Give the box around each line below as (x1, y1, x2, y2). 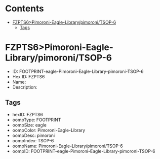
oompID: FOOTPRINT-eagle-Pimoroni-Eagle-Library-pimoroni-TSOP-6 (12, 148, 156, 154)
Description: (12, 84, 38, 90)
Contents (5, 3, 44, 14)
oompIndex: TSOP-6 (12, 137, 54, 143)
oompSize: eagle (12, 122, 47, 128)
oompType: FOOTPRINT (12, 117, 61, 123)
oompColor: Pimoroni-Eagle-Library (12, 127, 85, 133)
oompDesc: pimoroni (12, 132, 55, 138)
